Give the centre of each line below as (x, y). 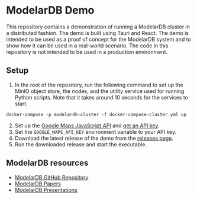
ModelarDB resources (47, 163)
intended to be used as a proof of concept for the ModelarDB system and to (98, 39)
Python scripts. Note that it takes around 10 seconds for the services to (101, 97)
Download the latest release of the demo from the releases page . (94, 138)
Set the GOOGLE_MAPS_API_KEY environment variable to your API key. (96, 131)
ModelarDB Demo (50, 10)
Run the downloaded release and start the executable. (80, 144)
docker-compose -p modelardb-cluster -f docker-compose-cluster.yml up (96, 114)
